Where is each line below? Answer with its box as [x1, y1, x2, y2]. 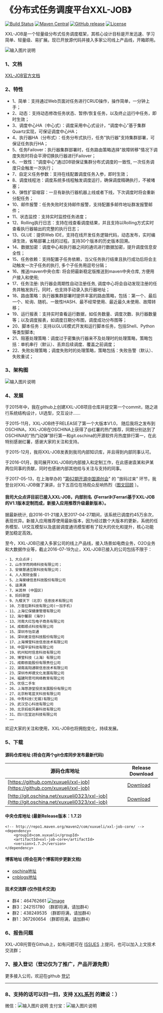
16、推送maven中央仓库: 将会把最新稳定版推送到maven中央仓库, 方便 [12, 268, 150, 274]
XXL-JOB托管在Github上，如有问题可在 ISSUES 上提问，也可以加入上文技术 [5, 941, 156, 947]
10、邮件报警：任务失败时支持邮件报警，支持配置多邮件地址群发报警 [12, 201, 149, 207]
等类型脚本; [12, 329, 35, 335]
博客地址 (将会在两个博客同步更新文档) [5, 856, 81, 862]
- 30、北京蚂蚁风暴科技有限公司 [5, 707, 61, 712]
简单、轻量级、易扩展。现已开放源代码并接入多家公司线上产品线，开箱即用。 [5, 37, 158, 43]
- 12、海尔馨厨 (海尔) [5, 614, 46, 619]
